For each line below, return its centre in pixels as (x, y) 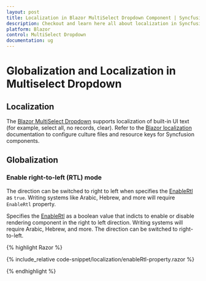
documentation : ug (30, 40)
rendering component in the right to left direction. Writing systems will (95, 222)
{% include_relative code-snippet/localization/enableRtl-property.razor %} (101, 259)
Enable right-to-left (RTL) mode (54, 177)
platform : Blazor (29, 29)
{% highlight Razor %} (34, 247)
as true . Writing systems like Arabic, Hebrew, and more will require (91, 198)
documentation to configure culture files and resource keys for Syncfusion (101, 134)
